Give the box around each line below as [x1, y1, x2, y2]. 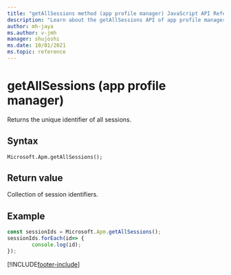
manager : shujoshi [7, 36, 60, 43]
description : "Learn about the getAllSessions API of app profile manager [7, 16, 226, 23]
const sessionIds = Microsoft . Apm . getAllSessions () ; [7, 228, 162, 236]
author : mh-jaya [7, 23, 54, 30]
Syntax [7, 135, 38, 147]
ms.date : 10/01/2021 [7, 42, 67, 49]
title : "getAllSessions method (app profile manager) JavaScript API [7, 10, 211, 17]
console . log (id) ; [32, 241, 81, 248]
